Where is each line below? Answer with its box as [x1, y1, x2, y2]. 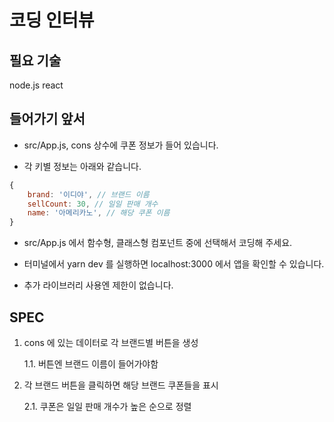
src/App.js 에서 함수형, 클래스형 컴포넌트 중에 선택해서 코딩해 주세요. [23, 237, 293, 249]
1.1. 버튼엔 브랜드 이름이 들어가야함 [23, 358, 159, 370]
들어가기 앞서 [9, 111, 86, 128]
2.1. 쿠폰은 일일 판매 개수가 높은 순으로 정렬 [23, 401, 192, 412]
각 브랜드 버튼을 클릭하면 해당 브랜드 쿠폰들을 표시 [23, 379, 219, 391]
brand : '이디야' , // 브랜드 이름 [27, 189, 150, 200]
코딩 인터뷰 [9, 9, 95, 32]
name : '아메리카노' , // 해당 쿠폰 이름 [27, 208, 171, 218]
